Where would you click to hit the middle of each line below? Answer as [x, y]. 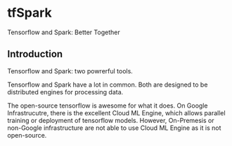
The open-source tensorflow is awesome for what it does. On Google [108, 105]
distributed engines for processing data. [65, 92]
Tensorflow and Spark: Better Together [64, 32]
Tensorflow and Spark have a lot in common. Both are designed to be [108, 85]
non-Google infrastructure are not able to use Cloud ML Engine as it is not [114, 128]
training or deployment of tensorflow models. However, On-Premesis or [111, 120]
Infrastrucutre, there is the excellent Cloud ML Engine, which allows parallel [117, 112]
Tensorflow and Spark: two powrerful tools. [70, 71]
